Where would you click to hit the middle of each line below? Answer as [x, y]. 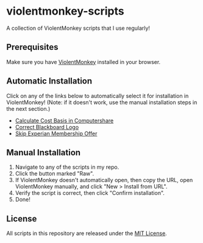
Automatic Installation [49, 81]
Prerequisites [32, 47]
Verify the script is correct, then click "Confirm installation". [90, 193]
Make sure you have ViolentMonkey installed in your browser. [84, 62]
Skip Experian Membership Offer [56, 133]
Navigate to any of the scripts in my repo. [67, 167]
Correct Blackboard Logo [47, 127]
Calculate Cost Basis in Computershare [64, 121]
